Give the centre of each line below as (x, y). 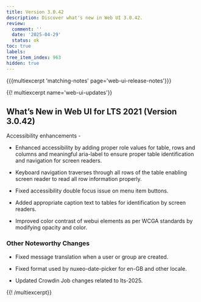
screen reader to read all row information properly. (78, 179)
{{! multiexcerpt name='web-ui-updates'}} (59, 92)
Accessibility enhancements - (44, 136)
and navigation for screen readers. (58, 161)
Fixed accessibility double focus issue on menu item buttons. (92, 191)
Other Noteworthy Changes (48, 243)
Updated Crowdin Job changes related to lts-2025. (79, 280)
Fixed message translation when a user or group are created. (92, 257)
